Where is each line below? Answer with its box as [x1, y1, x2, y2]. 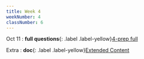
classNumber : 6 [6, 19, 44, 25]
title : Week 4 [6, 8, 41, 15]
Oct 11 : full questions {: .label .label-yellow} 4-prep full [6, 36, 138, 43]
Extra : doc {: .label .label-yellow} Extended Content [6, 47, 130, 54]
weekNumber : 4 [6, 14, 41, 20]
